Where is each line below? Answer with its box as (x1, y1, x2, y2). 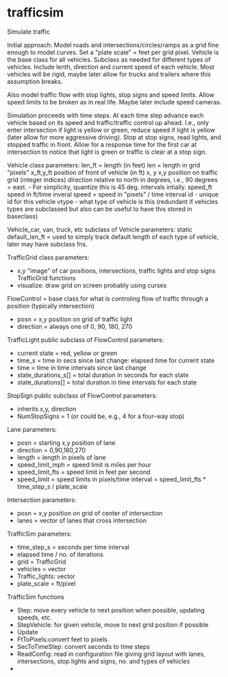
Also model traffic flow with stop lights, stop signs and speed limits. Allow (7, 91, 214, 99)
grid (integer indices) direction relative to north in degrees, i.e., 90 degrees (7, 175, 218, 183)
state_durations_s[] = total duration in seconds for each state (16, 371, 190, 379)
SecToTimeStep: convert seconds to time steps (16, 642, 151, 650)
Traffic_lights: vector (16, 572, 75, 580)
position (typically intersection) (7, 301, 94, 310)
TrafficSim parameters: (7, 529, 72, 538)
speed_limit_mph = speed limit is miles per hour (16, 460, 152, 468)
